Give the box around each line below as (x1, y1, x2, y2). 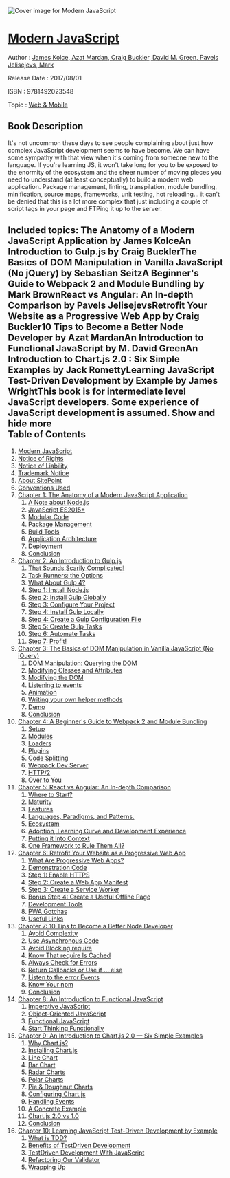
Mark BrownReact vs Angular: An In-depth (8, 289, 194, 301)
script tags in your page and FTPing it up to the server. (8, 204, 162, 212)
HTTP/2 (27, 768, 51, 776)
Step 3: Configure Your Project (27, 600, 115, 609)
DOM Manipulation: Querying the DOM (27, 659, 137, 667)
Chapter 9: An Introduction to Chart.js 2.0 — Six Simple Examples (17, 1032, 203, 1040)
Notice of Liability (17, 461, 68, 470)
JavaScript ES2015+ (27, 505, 85, 514)
